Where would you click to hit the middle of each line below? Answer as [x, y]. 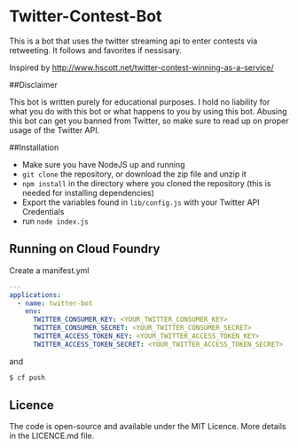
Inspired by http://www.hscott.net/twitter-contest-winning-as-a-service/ [141, 67]
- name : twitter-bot [55, 303]
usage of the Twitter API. [55, 130]
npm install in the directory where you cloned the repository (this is [146, 183]
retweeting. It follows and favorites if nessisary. [95, 50]
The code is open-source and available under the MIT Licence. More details [148, 427]
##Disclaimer [33, 84]
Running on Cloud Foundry [85, 249]
